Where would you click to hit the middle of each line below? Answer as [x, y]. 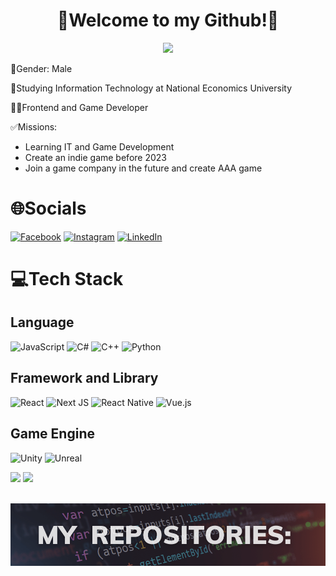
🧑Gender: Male [41, 68]
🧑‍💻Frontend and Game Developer [79, 107]
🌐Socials [48, 208]
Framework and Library [84, 378]
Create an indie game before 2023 [95, 157]
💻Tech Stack [67, 279]
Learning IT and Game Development [99, 146]
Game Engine [52, 434]
